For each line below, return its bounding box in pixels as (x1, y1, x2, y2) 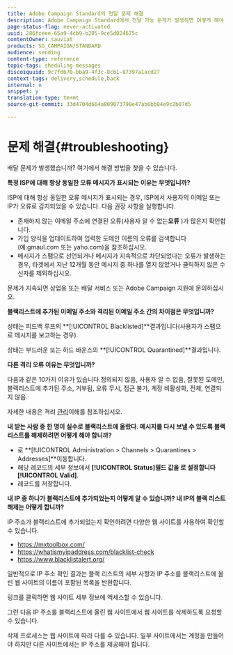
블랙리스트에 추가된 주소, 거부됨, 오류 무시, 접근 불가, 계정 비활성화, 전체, (7, 384, 203, 392)
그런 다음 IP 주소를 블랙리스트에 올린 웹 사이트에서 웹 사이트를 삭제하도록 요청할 (7, 608, 223, 616)
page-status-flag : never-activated (7, 23, 111, 30)
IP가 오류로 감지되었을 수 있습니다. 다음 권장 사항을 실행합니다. (7, 201, 176, 210)
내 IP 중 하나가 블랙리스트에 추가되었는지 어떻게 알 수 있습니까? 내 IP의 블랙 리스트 (7, 494, 226, 502)
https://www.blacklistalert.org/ (17, 555, 105, 563)
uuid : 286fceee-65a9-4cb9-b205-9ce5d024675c (7, 29, 138, 37)
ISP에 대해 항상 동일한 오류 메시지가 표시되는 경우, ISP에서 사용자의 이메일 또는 (7, 193, 220, 201)
